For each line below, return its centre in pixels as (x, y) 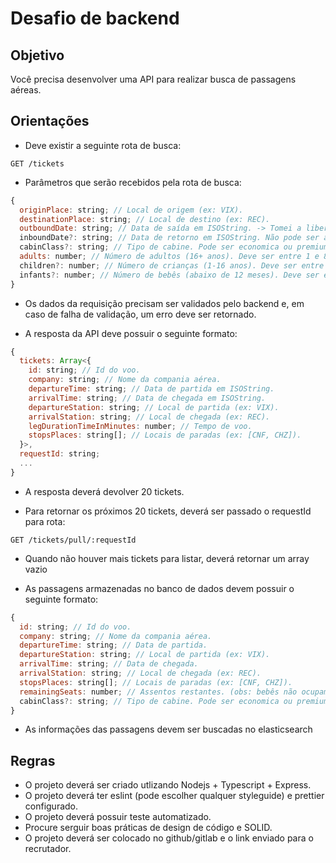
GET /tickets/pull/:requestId (73, 540)
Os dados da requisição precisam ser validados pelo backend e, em (164, 303)
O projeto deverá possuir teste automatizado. (118, 817)
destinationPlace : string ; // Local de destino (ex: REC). (145, 219)
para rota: (45, 521)
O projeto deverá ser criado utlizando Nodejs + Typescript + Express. (168, 785)
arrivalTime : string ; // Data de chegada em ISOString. (147, 398)
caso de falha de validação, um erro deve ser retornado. (140, 314)
